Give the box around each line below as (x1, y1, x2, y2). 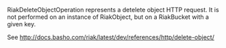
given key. (7, 20, 36, 28)
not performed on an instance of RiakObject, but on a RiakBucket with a (7, 13, 210, 21)
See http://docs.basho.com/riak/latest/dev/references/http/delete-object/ (7, 33, 214, 41)
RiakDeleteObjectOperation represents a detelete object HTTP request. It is (7, 6, 219, 14)
